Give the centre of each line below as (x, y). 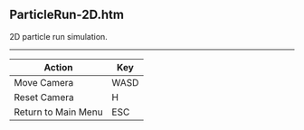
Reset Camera (44, 97)
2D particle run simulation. (59, 36)
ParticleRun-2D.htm (67, 15)
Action (58, 67)
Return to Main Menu (58, 112)
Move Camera (44, 82)
